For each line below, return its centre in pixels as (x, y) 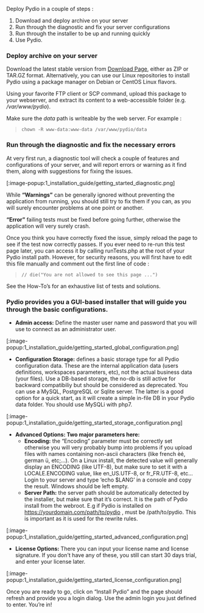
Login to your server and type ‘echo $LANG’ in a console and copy (108, 480)
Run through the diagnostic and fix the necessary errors (91, 145)
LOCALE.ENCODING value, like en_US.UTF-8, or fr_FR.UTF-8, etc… (108, 473)
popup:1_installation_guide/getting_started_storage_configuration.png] (94, 422)
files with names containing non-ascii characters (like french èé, (105, 454)
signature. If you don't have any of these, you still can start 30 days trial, (106, 555)
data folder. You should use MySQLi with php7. (74, 404)
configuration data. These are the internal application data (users (97, 365)
